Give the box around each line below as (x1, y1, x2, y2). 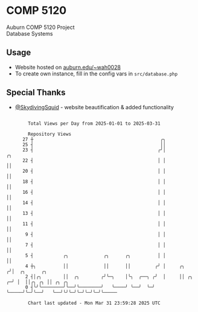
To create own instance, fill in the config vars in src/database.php (14, 70, 178, 77)
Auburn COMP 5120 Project (6, 24, 75, 31)
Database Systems (6, 30, 53, 37)
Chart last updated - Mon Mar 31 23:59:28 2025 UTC (28, 300, 161, 306)
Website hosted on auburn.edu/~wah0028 (14, 63, 121, 71)
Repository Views (28, 131, 71, 137)
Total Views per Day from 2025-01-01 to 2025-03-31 (28, 120, 161, 127)
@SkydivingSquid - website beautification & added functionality (14, 103, 174, 110)
